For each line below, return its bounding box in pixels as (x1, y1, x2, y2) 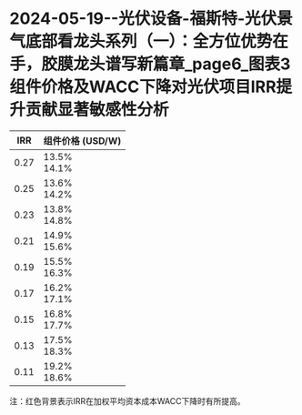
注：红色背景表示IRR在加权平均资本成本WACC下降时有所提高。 (9, 395, 246, 406)
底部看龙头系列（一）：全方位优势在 (25, 31, 289, 52)
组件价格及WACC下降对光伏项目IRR (9, 76, 277, 97)
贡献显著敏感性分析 (25, 99, 170, 120)
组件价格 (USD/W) (43, 134, 122, 147)
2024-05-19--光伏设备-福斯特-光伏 (9, 8, 277, 29)
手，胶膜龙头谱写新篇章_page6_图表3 (9, 54, 291, 75)
